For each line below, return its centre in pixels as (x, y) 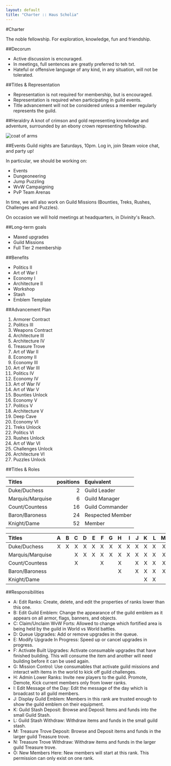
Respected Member (108, 515)
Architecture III (29, 335)
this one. (22, 607)
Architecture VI (29, 454)
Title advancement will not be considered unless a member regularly (85, 105)
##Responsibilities (25, 592)
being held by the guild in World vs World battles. (64, 629)
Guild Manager (102, 499)
